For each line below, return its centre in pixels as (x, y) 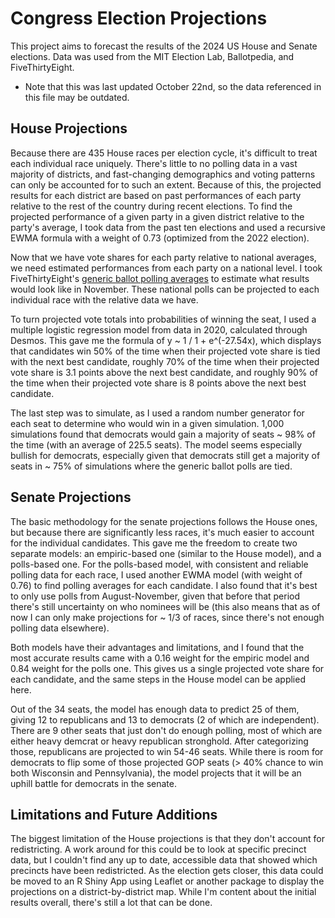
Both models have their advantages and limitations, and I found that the (157, 647)
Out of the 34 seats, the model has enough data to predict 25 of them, (155, 709)
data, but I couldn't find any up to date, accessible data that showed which (164, 860)
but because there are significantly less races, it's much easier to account (162, 532)
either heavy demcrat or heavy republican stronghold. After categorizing (159, 741)
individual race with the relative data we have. (104, 299)
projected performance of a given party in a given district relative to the (157, 216)
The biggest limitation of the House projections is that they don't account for (167, 839)
